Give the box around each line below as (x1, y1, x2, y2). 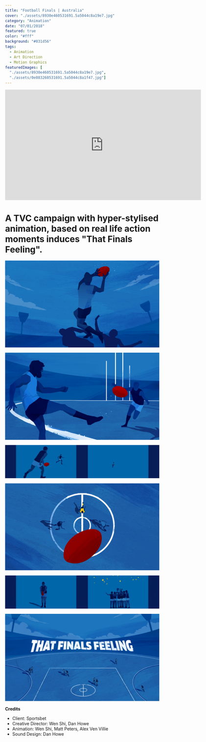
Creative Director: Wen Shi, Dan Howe (12, 720, 89, 726)
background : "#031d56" (5, 39, 51, 44)
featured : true (5, 28, 36, 34)
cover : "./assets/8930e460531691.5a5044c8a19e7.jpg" (5, 13, 115, 18)
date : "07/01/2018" (5, 24, 45, 28)
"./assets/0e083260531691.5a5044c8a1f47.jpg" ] (9, 75, 106, 81)
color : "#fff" (5, 34, 34, 39)
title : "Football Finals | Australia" (5, 8, 84, 13)
